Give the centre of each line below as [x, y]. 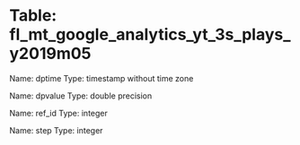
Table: [33, 16]
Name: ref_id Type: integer [58, 113]
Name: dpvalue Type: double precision [81, 96]
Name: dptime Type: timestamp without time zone [101, 78]
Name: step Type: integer [56, 130]
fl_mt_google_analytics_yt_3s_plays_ [150, 34]
